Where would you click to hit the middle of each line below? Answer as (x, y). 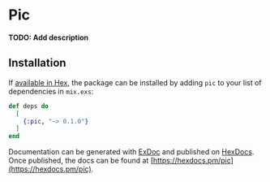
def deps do (28, 106)
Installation (37, 63)
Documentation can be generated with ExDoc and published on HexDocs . (131, 152)
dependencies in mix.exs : (51, 91)
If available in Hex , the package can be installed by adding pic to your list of (135, 82)
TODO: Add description (49, 37)
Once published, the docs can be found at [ (81, 161)
